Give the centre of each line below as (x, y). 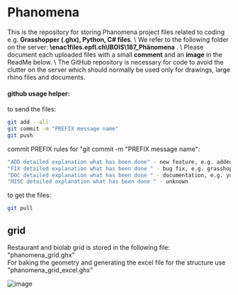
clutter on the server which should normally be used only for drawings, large (119, 69)
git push (20, 135)
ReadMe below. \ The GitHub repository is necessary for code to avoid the (116, 62)
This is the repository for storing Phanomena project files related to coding (116, 32)
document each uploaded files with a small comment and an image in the (115, 55)
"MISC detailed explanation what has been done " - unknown (98, 182)
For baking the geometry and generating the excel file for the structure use (117, 262)
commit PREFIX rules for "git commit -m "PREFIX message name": (104, 149)
